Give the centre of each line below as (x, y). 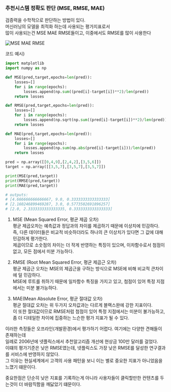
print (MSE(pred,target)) (32, 176)
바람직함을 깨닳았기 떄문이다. (53, 384)
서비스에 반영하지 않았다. (35, 354)
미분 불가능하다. (42, 288)
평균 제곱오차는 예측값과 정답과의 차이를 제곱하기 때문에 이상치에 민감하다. (86, 226)
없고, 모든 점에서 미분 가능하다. (43, 251)
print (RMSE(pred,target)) (33, 181)
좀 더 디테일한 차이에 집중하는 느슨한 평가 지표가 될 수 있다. (71, 318)
